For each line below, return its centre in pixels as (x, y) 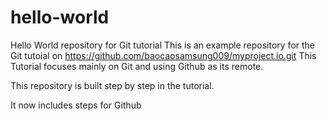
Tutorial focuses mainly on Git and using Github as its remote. (137, 66)
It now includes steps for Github (76, 105)
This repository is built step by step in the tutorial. (112, 85)
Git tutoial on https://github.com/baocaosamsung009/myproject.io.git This (163, 55)
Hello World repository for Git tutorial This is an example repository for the (163, 45)
